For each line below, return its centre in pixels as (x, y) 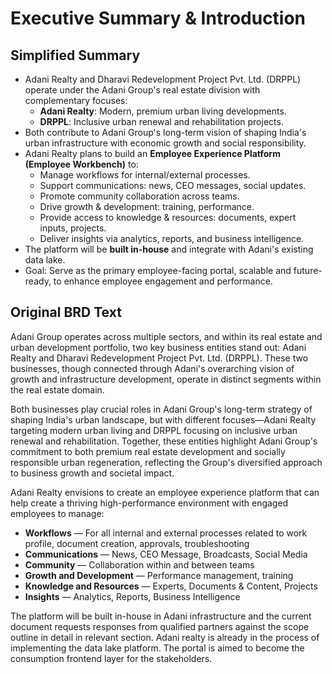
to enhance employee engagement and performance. (163, 281)
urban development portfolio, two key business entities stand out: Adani (158, 347)
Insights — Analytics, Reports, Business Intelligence (132, 596)
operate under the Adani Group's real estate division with (142, 90)
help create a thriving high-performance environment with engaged (149, 503)
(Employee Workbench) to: (81, 164)
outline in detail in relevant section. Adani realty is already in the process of (165, 637)
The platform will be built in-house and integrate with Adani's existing (169, 249)
